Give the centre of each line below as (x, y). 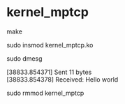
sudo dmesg (24, 58)
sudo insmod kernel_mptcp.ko (50, 45)
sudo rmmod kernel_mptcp (45, 93)
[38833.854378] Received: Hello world (62, 79)
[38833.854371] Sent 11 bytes (49, 72)
